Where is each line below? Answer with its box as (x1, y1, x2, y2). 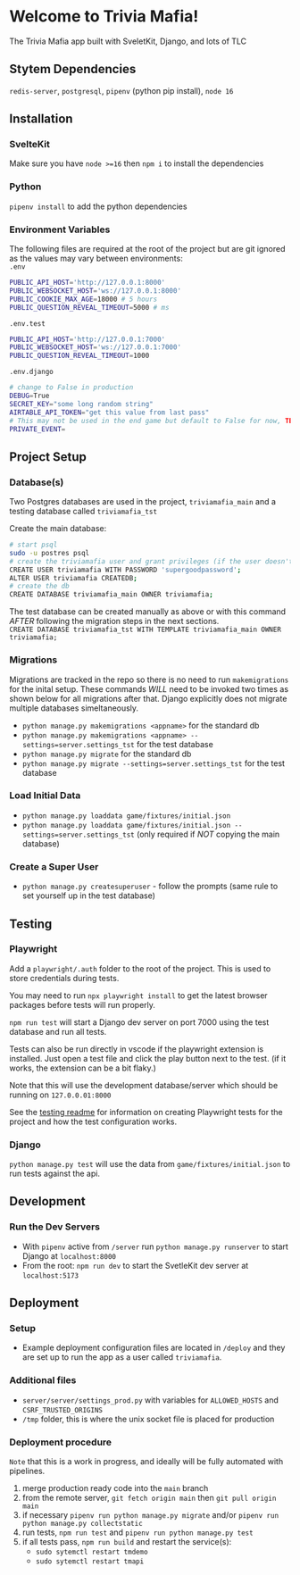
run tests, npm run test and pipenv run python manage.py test (21, 1527, 254, 1537)
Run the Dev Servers (9, 1221, 101, 1233)
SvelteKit (9, 138, 51, 151)
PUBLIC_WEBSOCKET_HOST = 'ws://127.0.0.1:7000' (9, 343, 181, 352)
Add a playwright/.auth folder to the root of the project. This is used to (9, 962, 271, 974)
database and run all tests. (9, 1026, 107, 1037)
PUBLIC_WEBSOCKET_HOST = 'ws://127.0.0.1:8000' (9, 286, 181, 296)
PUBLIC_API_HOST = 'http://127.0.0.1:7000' (9, 335, 166, 344)
